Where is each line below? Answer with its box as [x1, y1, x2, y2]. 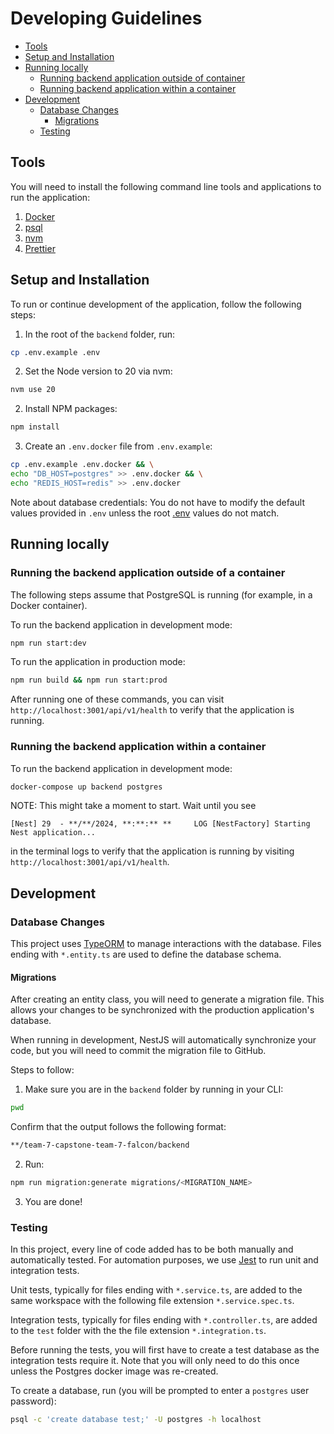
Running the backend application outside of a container [10, 566, 286, 580]
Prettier [24, 242, 56, 254]
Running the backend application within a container [10, 740, 267, 754]
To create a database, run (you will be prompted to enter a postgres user [10, 1385, 310, 1397]
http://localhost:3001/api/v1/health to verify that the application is [10, 704, 295, 716]
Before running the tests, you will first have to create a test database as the [10, 1344, 320, 1356]
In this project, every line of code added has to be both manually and [10, 1243, 294, 1256]
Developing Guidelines [10, 7, 203, 30]
